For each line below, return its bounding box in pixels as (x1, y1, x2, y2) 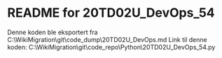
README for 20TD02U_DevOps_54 (7, 5, 215, 21)
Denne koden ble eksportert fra (7, 28, 98, 36)
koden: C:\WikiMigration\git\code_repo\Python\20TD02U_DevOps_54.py (7, 43, 216, 51)
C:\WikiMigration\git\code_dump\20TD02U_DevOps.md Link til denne (7, 35, 208, 43)
